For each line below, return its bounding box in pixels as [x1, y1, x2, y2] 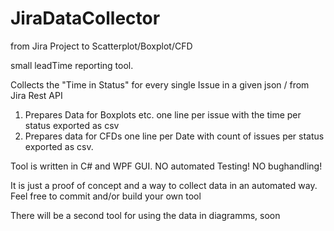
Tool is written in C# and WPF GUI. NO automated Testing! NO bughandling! [10, 160, 323, 172]
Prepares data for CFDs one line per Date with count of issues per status [24, 130, 325, 142]
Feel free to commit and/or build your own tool [10, 190, 202, 202]
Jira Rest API [10, 89, 63, 101]
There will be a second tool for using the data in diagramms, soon [10, 209, 281, 221]
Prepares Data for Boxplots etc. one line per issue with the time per [24, 108, 302, 121]
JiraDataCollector [10, 7, 161, 30]
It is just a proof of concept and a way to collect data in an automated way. [10, 179, 318, 191]
